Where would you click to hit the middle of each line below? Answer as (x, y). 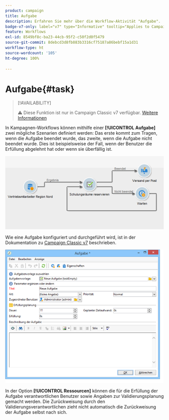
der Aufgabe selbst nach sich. (36, 412)
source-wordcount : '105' (31, 53)
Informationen (32, 118)
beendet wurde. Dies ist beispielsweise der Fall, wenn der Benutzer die (79, 144)
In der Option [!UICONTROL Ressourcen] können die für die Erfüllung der (82, 391)
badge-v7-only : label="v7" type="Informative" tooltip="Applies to (77, 27)
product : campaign (24, 11)
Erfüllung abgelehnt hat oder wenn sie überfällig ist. (59, 149)
